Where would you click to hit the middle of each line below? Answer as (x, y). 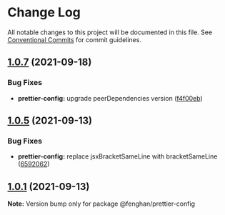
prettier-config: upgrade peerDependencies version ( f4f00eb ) (110, 98)
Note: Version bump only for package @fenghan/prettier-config (101, 204)
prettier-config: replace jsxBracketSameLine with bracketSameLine (117, 156)
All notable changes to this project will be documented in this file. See (110, 32)
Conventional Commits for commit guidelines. (74, 39)
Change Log (44, 12)
